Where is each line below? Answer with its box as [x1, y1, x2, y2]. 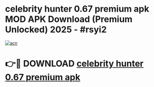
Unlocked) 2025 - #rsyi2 [5, 24, 107, 35]
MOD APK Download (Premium [5, 14, 133, 25]
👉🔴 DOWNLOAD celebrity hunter [5, 58, 144, 69]
